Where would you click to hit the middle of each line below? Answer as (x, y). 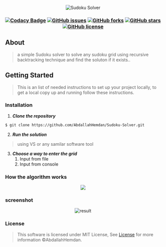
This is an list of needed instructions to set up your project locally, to (87, 87)
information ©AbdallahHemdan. (50, 240)
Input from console (39, 164)
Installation (19, 105)
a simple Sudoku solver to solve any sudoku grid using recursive (83, 54)
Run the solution (29, 134)
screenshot (19, 200)
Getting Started (29, 75)
